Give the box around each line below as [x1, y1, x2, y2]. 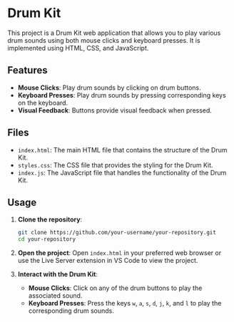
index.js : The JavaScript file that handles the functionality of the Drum [17, 168, 227, 177]
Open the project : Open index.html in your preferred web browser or [17, 249, 222, 257]
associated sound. [28, 291, 83, 300]
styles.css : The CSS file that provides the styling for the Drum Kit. [17, 160, 213, 169]
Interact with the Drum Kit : [17, 270, 98, 279]
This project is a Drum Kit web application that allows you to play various [7, 28, 221, 37]
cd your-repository [17, 236, 76, 243]
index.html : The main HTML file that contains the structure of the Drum [17, 145, 228, 154]
